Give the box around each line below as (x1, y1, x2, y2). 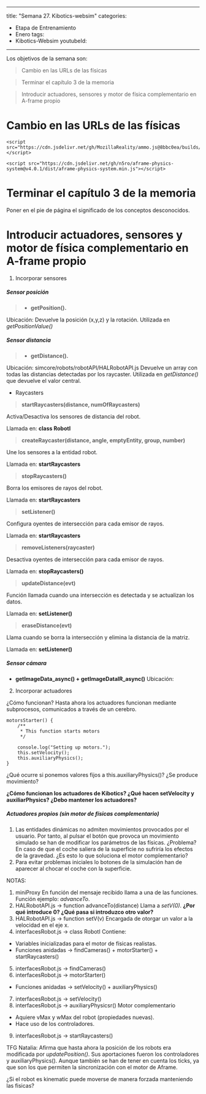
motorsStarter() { (6, 717, 53, 723)
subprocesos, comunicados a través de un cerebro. (6, 705, 137, 713)
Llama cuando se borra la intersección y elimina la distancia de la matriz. (6, 634, 190, 641)
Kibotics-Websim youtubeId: (15, 37, 87, 44)
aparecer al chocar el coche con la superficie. (15, 865, 132, 872)
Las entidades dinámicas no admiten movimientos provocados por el (15, 825, 189, 833)
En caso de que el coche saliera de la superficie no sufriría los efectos (15, 845, 193, 852)
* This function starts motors (20, 728, 100, 734)
